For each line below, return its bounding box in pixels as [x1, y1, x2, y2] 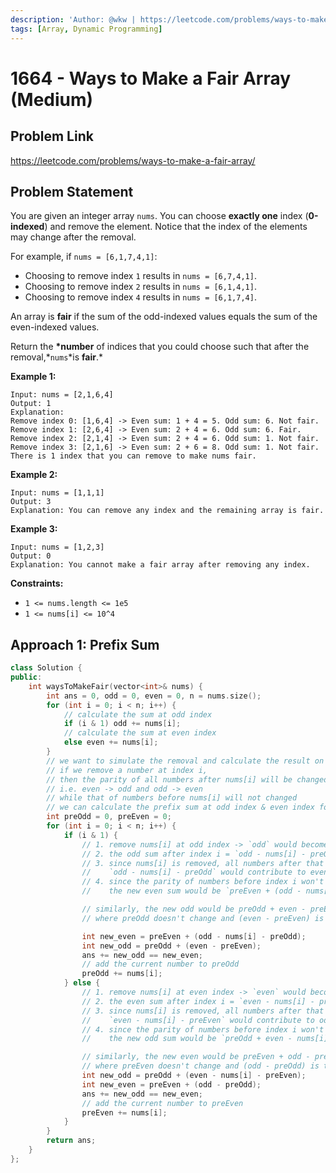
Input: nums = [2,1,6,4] [10, 390, 114, 400]
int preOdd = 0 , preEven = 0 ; [46, 812, 172, 822]
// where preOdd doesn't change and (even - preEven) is [81, 913, 325, 923]
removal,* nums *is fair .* [10, 351, 104, 363]
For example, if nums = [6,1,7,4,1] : [10, 251, 158, 263]
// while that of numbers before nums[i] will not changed [46, 793, 298, 803]
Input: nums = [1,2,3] [10, 542, 105, 553]
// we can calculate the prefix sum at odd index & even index [46, 802, 315, 813]
